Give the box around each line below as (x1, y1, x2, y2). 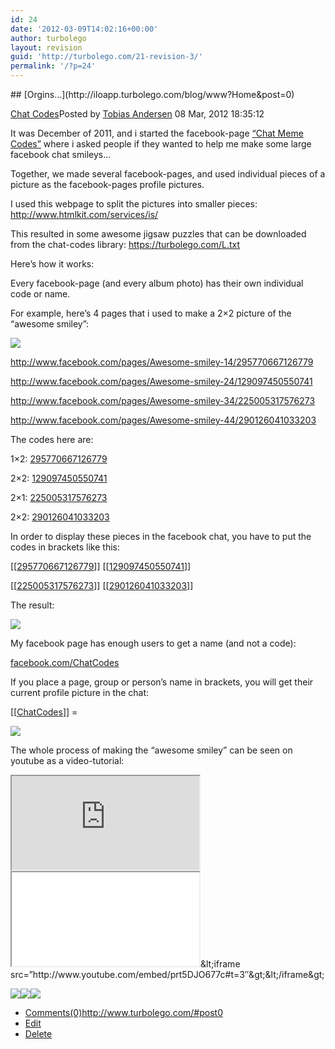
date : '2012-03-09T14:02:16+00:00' (10, 24, 159, 34)
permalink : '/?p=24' (10, 61, 97, 71)
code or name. (10, 288, 71, 300)
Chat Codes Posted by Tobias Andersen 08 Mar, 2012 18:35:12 (10, 108, 265, 120)
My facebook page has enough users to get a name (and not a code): (10, 637, 297, 649)
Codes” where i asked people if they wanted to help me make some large (10, 138, 312, 150)
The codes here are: (10, 434, 94, 445)
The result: (10, 599, 55, 611)
